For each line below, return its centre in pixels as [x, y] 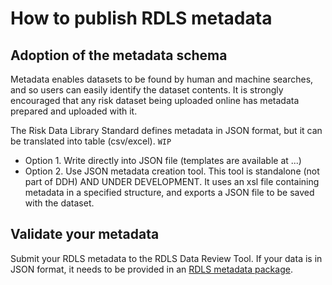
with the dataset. [59, 203]
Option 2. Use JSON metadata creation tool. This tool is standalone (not [172, 171]
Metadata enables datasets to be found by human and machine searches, [162, 79]
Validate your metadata [85, 234]
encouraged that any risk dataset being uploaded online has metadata [155, 100]
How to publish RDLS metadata [141, 18]
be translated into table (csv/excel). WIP [91, 141]
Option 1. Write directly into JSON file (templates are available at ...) [163, 160]
